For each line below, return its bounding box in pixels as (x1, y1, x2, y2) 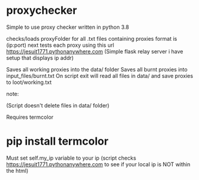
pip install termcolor (6, 134, 109, 148)
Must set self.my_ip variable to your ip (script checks (6, 154, 137, 161)
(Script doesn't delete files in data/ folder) (6, 101, 110, 109)
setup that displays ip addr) (6, 54, 74, 61)
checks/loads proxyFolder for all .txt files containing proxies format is (6, 35, 177, 42)
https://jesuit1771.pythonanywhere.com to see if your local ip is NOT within (6, 160, 191, 168)
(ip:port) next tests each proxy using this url (6, 41, 114, 49)
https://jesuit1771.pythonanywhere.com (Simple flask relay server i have (6, 47, 184, 55)
